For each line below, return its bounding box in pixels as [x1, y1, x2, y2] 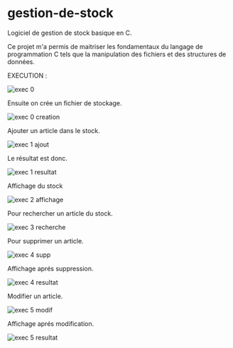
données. [7, 57, 36, 65]
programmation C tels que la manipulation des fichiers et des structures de [7, 50, 227, 58]
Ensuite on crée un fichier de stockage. [7, 98, 122, 107]
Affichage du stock [7, 181, 63, 190]
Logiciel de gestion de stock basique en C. [7, 28, 132, 37]
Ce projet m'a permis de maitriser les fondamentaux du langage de [7, 42, 204, 51]
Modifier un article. [7, 292, 63, 300]
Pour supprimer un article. [7, 236, 84, 245]
